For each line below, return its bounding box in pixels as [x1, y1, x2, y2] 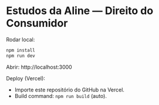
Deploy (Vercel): [6, 74, 46, 82]
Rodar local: [6, 36, 35, 43]
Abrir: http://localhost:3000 [6, 63, 72, 70]
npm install [6, 47, 35, 53]
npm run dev [6, 53, 35, 59]
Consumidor [6, 16, 68, 30]
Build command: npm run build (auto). [14, 92, 107, 99]
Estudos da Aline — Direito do [6, 4, 154, 18]
